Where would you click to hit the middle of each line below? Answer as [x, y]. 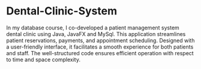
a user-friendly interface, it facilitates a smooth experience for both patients [100, 47]
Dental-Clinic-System [62, 11]
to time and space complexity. [43, 59]
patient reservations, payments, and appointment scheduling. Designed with [100, 40]
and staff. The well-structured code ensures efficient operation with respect [100, 53]
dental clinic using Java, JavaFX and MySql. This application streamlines [96, 34]
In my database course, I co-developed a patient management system [93, 28]
